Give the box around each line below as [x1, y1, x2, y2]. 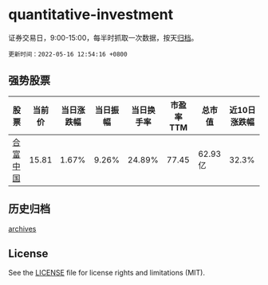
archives [8, 224, 37, 233]
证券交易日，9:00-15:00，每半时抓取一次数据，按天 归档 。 [8, 33, 199, 42]
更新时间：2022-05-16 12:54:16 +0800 [8, 50, 128, 58]
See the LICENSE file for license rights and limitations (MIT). [8, 268, 206, 278]
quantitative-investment [8, 6, 174, 24]
